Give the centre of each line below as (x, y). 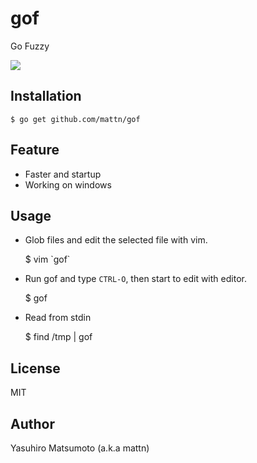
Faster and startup (63, 174)
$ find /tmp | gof (58, 337)
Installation (46, 96)
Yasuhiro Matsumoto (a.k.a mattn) (80, 448)
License (35, 368)
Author (32, 423)
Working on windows (68, 184)
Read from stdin (58, 318)
